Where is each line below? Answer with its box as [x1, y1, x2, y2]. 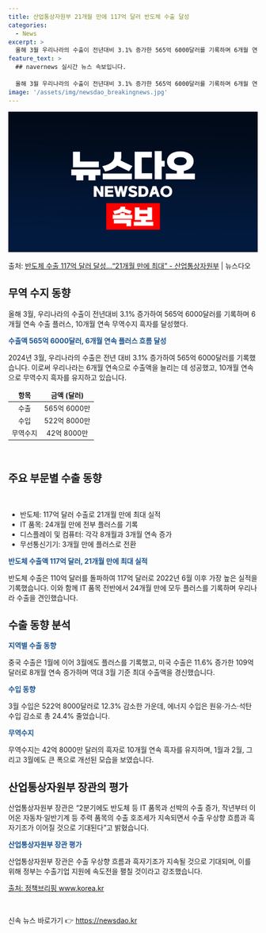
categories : [8, 21, 47, 29]
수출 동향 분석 [8, 619, 71, 632]
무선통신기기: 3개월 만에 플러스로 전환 [19, 539, 137, 549]
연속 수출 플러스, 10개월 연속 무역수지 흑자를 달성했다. [22, 318, 188, 329]
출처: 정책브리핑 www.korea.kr [8, 884, 104, 893]
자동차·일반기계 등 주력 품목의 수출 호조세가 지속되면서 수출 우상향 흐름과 [22, 813, 247, 823]
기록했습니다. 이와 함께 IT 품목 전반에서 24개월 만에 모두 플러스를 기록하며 [8, 583, 236, 592]
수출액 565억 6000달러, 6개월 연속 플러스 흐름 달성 [8, 336, 167, 345]
